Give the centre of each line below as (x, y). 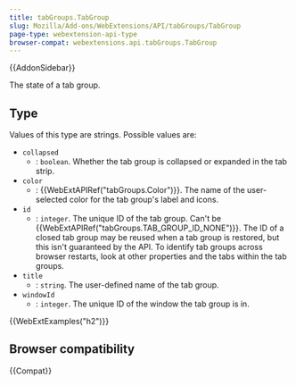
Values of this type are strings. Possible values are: (103, 135)
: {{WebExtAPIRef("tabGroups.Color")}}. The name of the (140, 190)
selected (51, 200)
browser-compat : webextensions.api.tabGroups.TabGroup (113, 42)
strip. (45, 172)
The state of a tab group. (55, 85)
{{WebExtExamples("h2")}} (59, 322)
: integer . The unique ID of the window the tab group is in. (142, 304)
